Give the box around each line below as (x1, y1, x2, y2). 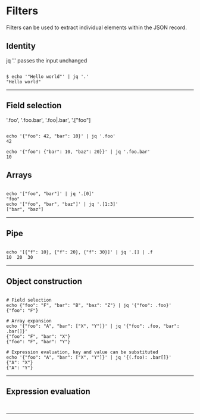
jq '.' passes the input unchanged (6, 57, 87, 64)
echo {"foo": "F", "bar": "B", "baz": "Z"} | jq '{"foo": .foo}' (6, 302, 171, 308)
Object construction (6, 276, 82, 286)
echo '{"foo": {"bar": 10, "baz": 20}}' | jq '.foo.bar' (6, 149, 151, 155)
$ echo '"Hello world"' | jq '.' (6, 73, 89, 80)
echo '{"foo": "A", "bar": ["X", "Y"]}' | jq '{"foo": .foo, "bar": (6, 323, 180, 329)
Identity (6, 41, 36, 51)
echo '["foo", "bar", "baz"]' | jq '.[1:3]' (6, 201, 118, 208)
